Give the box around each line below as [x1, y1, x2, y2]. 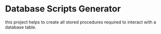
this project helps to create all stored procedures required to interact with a [5, 19, 157, 25]
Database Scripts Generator [5, 3, 121, 14]
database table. [5, 24, 37, 30]
